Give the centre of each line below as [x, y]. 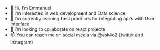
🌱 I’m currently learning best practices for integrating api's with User [82, 18]
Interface [20, 24]
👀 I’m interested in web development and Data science [68, 13]
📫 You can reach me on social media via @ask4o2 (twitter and [77, 35]
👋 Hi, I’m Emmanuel [31, 8]
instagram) [22, 42]
